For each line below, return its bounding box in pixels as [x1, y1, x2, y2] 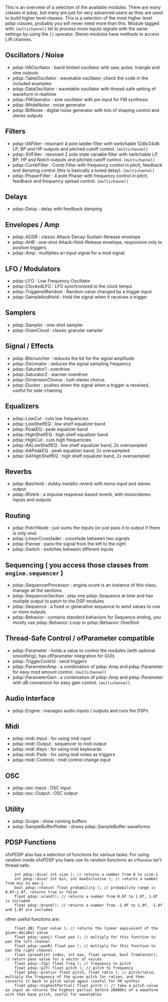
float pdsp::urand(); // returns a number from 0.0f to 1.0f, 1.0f [14, 894, 158, 899]
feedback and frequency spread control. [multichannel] [12, 178, 129, 184]
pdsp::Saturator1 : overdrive [12, 366, 70, 372]
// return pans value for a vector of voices [5, 957, 102, 962]
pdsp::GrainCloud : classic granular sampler [12, 327, 103, 333]
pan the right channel [5, 948, 53, 953]
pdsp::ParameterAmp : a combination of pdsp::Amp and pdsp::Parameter [12, 663, 163, 670]
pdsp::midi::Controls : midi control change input [12, 757, 111, 763]
